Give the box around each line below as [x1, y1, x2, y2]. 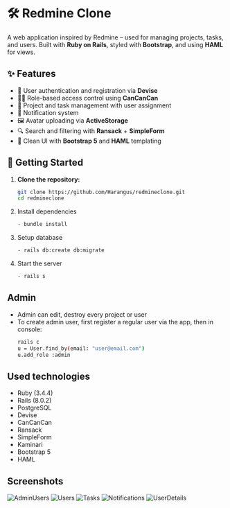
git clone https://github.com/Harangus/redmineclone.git [17, 189, 186, 195]
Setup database [17, 234, 63, 242]
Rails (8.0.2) [17, 396, 52, 405]
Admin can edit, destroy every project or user [17, 310, 148, 319]
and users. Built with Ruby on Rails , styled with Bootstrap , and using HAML [7, 40, 224, 49]
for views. [7, 48, 36, 56]
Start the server [17, 259, 62, 268]
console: [17, 325, 42, 333]
